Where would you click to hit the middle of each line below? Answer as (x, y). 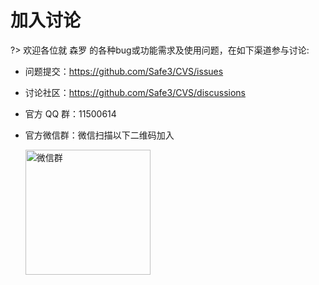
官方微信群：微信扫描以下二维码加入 (99, 135)
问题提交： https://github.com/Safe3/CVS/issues (124, 71)
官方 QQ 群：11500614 (70, 113)
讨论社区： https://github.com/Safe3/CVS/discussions (135, 92)
